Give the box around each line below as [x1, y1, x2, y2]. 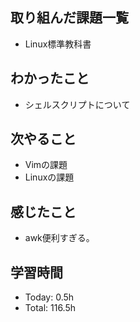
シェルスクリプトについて [24, 98, 131, 110]
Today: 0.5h [24, 291, 75, 303]
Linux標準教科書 [24, 38, 92, 50]
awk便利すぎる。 [24, 232, 95, 244]
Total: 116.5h [24, 302, 77, 314]
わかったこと [10, 70, 90, 87]
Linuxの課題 [24, 171, 75, 183]
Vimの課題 [24, 159, 68, 171]
